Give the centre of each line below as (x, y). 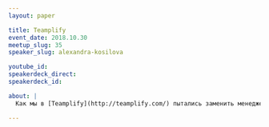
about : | (23, 96)
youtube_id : (28, 67)
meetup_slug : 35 (35, 45)
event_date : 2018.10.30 (48, 38)
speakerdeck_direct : (43, 74)
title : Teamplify (37, 30)
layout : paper (32, 16)
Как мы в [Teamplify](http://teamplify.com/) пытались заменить (125, 103)
